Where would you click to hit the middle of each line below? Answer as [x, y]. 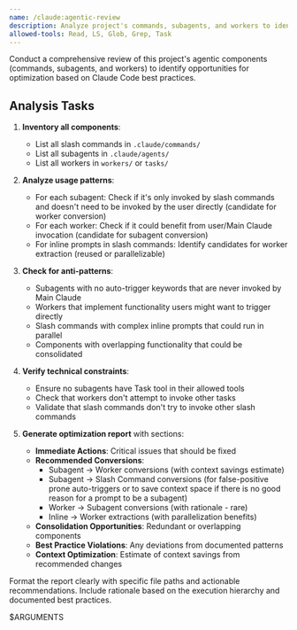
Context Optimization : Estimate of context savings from [137, 555]
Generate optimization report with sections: [103, 434]
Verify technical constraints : [76, 371]
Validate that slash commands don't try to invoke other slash [145, 408]
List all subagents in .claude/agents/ [102, 154]
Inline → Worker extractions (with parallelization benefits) [153, 517]
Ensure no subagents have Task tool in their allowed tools [140, 389]
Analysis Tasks [52, 106]
